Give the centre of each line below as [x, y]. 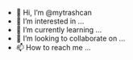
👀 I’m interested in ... [50, 21]
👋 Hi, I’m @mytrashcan [54, 13]
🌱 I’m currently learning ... [59, 30]
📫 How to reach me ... [53, 47]
